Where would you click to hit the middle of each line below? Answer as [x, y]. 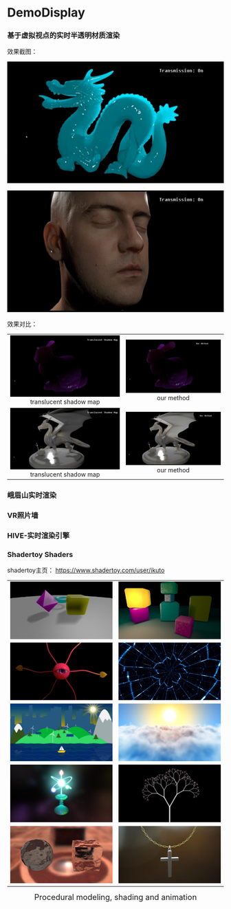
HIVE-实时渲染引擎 [38, 536]
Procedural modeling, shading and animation [115, 897]
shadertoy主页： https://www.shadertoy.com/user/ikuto [86, 570]
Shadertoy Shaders [40, 554]
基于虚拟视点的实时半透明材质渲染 [64, 36]
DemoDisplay [46, 13]
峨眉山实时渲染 [32, 495]
